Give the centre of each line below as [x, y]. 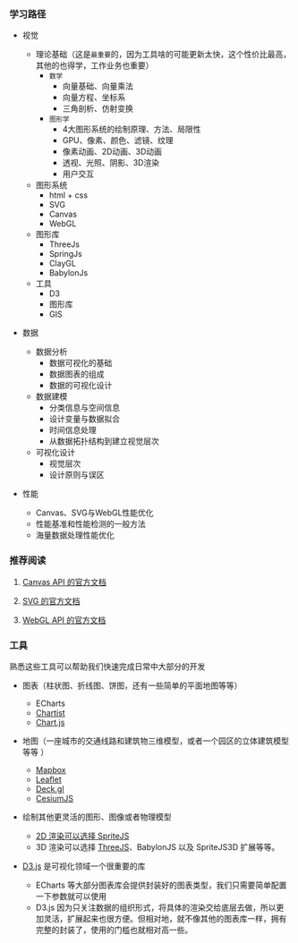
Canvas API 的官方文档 [64, 582]
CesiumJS [55, 798]
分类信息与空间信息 [85, 408]
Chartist [50, 712]
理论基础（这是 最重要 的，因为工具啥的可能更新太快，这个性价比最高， [163, 55]
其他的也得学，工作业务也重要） [94, 65]
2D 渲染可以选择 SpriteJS [82, 836]
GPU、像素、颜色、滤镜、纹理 [118, 140]
